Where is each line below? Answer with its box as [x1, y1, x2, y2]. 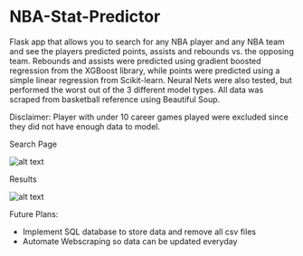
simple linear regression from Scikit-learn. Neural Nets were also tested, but [9, 74, 292, 85]
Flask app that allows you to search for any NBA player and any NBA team [9, 36, 285, 47]
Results [9, 174, 38, 185]
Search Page [9, 138, 57, 149]
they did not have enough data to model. [9, 120, 161, 132]
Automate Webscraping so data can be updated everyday [22, 235, 238, 246]
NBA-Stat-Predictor [9, 6, 161, 27]
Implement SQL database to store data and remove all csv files [22, 226, 256, 237]
